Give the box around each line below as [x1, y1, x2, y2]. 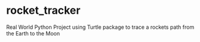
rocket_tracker [6, 4, 81, 17]
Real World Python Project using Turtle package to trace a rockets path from [6, 23, 195, 31]
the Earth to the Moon [6, 29, 60, 37]
